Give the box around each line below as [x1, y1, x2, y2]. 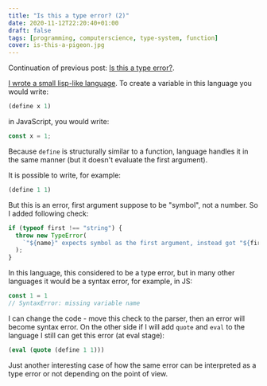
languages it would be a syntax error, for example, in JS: [8, 276, 193, 287]
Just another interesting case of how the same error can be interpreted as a [8, 360, 257, 370]
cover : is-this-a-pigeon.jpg [8, 41, 105, 49]
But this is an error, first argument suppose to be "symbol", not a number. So [8, 200, 258, 209]
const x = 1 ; [8, 132, 52, 140]
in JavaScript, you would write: [8, 117, 110, 126]
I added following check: [8, 209, 89, 218]
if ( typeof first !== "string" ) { [8, 224, 123, 232]
